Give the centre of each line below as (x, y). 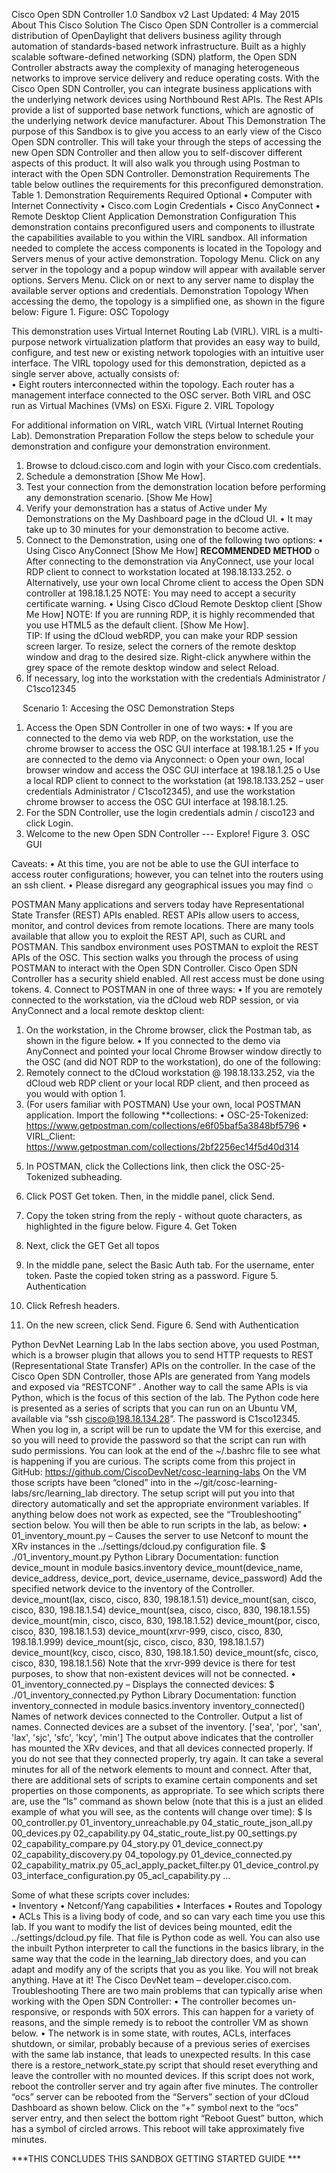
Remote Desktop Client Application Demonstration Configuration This (154, 216)
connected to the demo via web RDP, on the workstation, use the (159, 738)
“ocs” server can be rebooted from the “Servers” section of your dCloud (160, 2097)
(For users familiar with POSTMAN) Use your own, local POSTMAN (163, 1104)
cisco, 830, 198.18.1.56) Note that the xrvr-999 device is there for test (153, 1663)
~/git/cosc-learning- (235, 1482)
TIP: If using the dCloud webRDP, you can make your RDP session (161, 635)
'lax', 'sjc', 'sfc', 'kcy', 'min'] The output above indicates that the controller (162, 1737)
